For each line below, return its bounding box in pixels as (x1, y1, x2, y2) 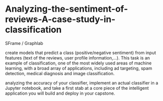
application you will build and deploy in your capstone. (5, 90, 115, 96)
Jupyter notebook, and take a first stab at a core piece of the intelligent (5, 85, 149, 91)
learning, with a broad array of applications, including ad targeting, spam (5, 65, 152, 71)
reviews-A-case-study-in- (5, 14, 115, 25)
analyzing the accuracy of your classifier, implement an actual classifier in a (5, 80, 159, 86)
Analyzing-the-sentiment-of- (5, 3, 128, 15)
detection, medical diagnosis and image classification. (5, 70, 115, 76)
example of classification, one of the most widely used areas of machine (5, 60, 152, 66)
